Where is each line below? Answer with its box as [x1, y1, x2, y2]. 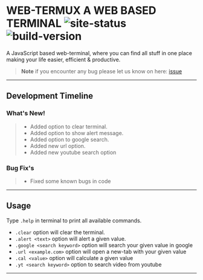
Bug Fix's [6, 164, 34, 172]
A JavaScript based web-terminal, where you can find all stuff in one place [6, 49, 192, 56]
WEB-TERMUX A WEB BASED [6, 4, 156, 18]
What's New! [6, 109, 45, 118]
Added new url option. [30, 142, 86, 149]
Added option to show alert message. [30, 129, 124, 136]
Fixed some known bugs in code [30, 177, 111, 185]
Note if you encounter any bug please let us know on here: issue [21, 67, 182, 75]
